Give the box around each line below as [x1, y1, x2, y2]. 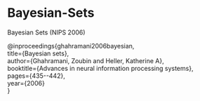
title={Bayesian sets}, [7, 49, 69, 58]
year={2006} [7, 79, 46, 87]
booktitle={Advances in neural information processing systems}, [7, 64, 194, 72]
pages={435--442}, [7, 72, 65, 80]
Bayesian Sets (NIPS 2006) [7, 28, 86, 36]
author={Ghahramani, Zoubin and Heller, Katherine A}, [7, 56, 164, 65]
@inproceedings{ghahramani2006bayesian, [7, 41, 135, 50]
